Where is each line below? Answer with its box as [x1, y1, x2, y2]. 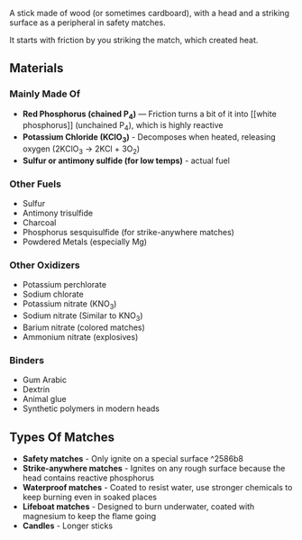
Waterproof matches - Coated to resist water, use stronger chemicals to [22, 482, 293, 493]
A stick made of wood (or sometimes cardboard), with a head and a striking [9, 8, 290, 18]
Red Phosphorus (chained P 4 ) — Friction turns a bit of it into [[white [22, 108, 277, 121]
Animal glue [22, 394, 67, 405]
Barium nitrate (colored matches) [22, 322, 146, 333]
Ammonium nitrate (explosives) [22, 332, 139, 343]
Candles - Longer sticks [22, 520, 114, 531]
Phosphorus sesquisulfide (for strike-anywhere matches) [22, 227, 234, 238]
